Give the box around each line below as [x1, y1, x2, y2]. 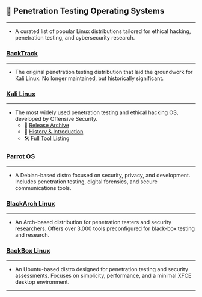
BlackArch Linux [6, 199, 55, 207]
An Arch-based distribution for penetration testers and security [14, 219, 171, 225]
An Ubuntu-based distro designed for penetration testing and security [14, 266, 188, 273]
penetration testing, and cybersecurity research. [14, 34, 135, 41]
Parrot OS [6, 152, 35, 161]
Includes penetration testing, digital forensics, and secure [14, 178, 158, 185]
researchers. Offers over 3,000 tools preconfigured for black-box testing [14, 225, 195, 232]
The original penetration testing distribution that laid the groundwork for [14, 69, 193, 76]
